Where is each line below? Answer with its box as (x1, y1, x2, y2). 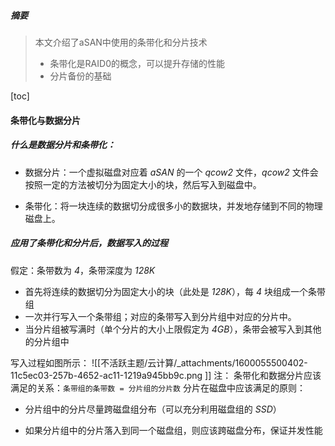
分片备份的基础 (49, 70, 112, 82)
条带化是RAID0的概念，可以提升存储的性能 (49, 57, 225, 69)
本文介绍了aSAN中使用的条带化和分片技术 (34, 36, 208, 48)
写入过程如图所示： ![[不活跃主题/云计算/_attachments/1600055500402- (10, 356, 308, 369)
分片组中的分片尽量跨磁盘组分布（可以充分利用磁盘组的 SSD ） (24, 403, 282, 415)
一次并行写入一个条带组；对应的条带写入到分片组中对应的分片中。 (24, 310, 297, 322)
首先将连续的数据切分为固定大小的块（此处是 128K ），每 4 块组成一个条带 (24, 285, 326, 297)
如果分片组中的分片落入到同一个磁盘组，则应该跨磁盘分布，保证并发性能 (24, 424, 323, 436)
